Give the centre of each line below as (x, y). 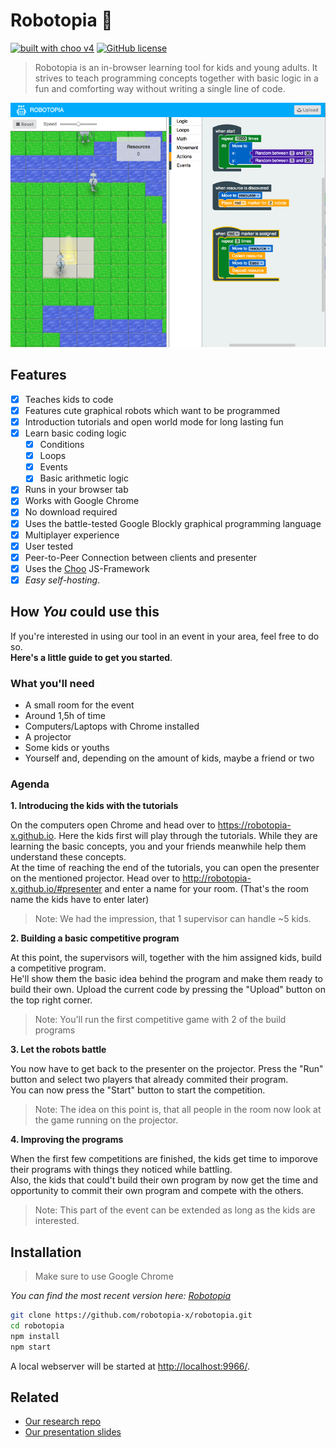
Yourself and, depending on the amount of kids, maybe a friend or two (169, 758)
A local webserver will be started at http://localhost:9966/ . (130, 1366)
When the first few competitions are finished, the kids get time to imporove (164, 1159)
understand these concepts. (68, 857)
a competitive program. (58, 968)
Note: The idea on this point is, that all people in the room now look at (178, 1110)
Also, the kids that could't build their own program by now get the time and (164, 1180)
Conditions (62, 445)
